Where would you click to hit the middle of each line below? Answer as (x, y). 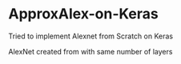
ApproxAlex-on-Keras (83, 14)
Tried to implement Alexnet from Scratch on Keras (91, 36)
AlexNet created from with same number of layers (90, 51)
